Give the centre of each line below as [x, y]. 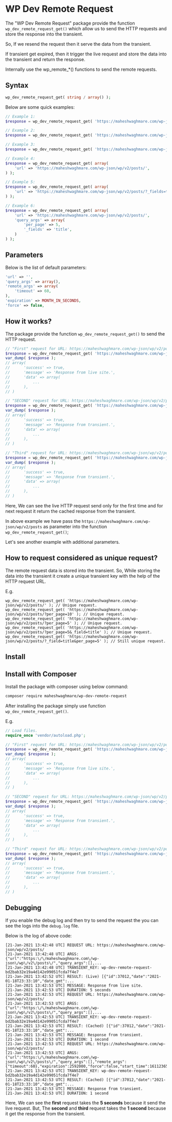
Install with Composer [41, 674]
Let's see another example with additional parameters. [63, 542]
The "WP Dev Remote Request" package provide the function [70, 23]
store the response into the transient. [44, 34]
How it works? [29, 321]
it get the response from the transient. [45, 1113]
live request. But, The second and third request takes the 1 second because [86, 1108]
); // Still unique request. [135, 641]
